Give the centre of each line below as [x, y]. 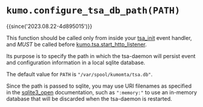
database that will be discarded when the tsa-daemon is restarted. [89, 99]
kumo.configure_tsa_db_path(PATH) [93, 11]
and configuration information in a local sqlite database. [76, 62]
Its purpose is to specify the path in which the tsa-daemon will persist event [101, 56]
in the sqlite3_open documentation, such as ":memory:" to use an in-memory [102, 92]
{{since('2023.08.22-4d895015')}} [49, 26]
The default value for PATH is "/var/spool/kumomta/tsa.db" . [79, 74]
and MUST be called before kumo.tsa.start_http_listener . [77, 44]
